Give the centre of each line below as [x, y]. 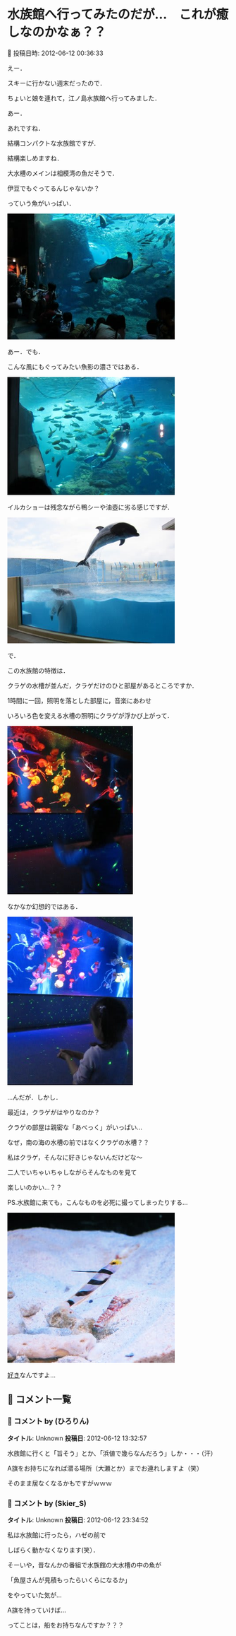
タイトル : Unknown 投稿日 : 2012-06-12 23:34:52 [78, 1519]
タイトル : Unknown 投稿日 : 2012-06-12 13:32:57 [77, 1438]
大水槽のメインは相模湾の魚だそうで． [63, 173]
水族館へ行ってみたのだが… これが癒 [118, 14]
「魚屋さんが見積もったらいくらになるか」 [69, 1579]
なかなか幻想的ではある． [44, 906]
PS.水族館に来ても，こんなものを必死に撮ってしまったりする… [98, 1202]
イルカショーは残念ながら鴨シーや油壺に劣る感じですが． [91, 507]
